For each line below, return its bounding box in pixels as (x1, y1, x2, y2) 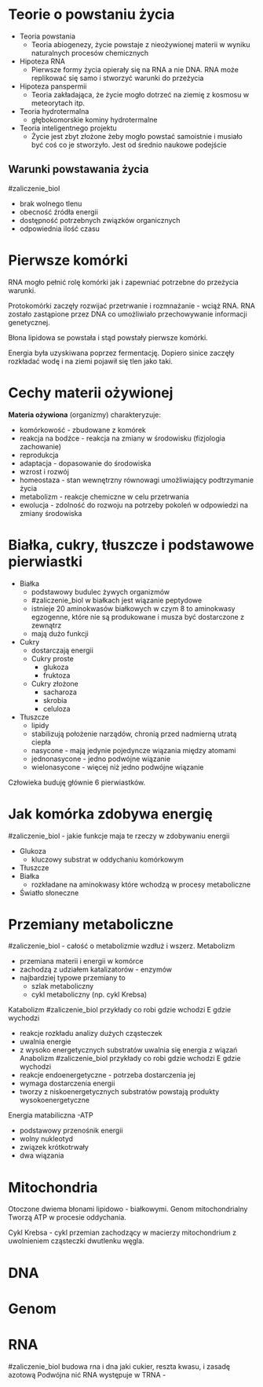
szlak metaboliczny (31, 982, 94, 991)
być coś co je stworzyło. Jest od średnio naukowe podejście (31, 140, 227, 149)
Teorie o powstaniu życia (8, 5, 175, 24)
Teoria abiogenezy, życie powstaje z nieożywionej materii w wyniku (31, 39, 250, 49)
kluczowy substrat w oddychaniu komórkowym (31, 855, 184, 864)
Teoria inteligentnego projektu (19, 123, 117, 133)
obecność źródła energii (19, 207, 98, 217)
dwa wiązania (19, 1151, 64, 1160)
